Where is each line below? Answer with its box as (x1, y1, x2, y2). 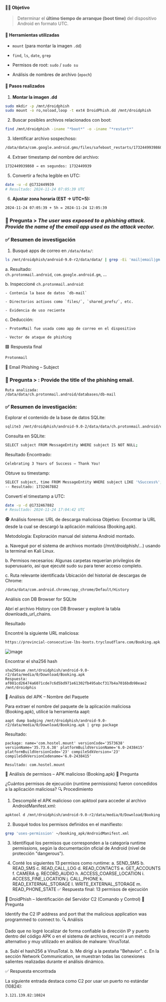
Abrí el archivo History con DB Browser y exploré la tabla (5, 606, 121, 612)
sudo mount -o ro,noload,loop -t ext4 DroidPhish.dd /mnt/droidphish (5, 108, 152, 113)
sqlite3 (5, 424, 21, 429)
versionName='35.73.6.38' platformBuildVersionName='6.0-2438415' (5, 745, 145, 750)
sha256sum (5, 668, 26, 673)
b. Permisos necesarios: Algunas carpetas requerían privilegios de (5, 558, 141, 564)
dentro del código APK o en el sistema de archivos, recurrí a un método (5, 933, 151, 939)
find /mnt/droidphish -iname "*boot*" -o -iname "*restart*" (5, 127, 134, 131)
